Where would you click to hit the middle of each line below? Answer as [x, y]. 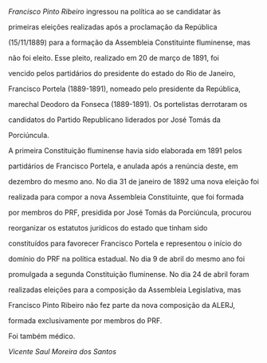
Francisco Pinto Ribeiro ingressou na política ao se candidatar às [115, 12]
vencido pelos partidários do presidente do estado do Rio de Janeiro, [122, 73]
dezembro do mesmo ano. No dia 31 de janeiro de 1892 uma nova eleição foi [133, 181]
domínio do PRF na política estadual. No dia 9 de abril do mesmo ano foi [127, 259]
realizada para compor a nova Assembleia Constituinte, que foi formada [126, 197]
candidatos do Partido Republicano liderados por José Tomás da [114, 120]
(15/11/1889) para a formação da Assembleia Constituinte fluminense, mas [130, 42]
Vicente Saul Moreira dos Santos [63, 351]
